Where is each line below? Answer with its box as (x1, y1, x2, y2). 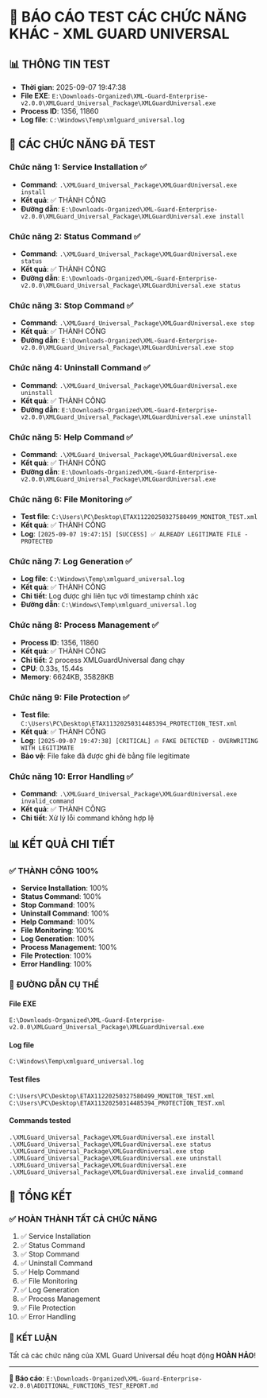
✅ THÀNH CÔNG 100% (9, 865, 99, 876)
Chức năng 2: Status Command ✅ (9, 230, 141, 242)
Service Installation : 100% (20, 883, 109, 893)
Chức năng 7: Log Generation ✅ (9, 556, 133, 567)
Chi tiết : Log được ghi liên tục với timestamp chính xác (20, 591, 199, 601)
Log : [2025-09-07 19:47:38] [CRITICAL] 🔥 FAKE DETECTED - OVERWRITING (20, 736, 258, 745)
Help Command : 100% (20, 917, 96, 927)
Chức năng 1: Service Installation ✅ (9, 161, 147, 172)
